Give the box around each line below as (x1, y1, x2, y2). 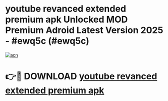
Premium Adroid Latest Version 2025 (5, 25, 163, 36)
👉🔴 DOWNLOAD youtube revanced (5, 71, 157, 82)
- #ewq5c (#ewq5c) (5, 35, 89, 47)
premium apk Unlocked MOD (5, 14, 128, 25)
